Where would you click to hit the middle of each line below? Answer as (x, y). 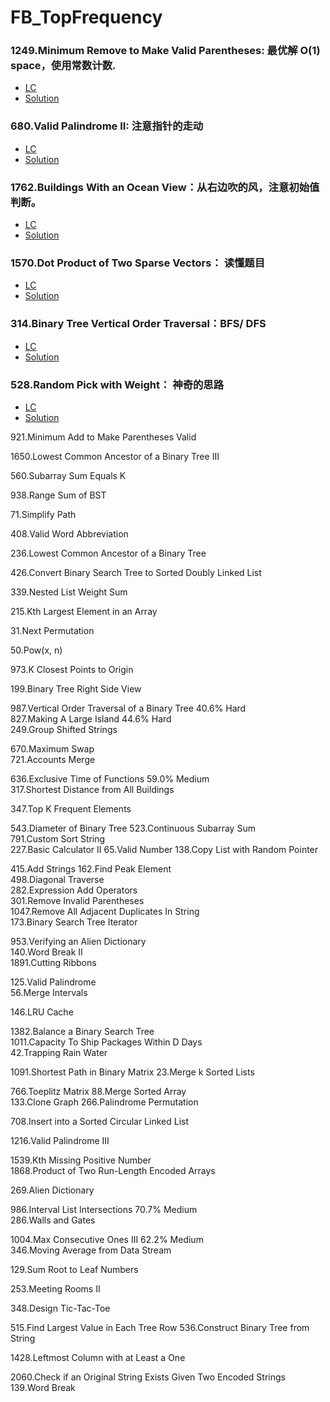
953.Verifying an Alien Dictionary (78, 941)
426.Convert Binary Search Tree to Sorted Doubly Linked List (136, 572)
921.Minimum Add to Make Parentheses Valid (103, 437)
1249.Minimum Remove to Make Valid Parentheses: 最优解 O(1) (165, 51)
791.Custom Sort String (58, 838)
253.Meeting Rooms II (55, 1288)
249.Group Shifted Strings (64, 729)
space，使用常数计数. (63, 66)
